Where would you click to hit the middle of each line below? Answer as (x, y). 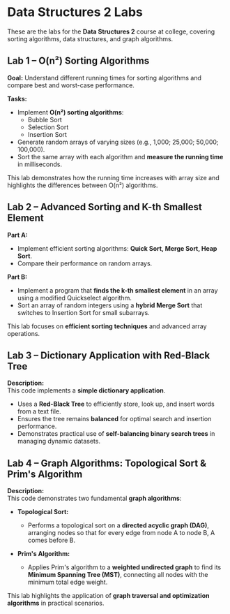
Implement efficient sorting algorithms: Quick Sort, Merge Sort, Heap (117, 248)
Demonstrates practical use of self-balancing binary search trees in (116, 434)
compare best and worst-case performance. (71, 85)
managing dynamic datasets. (59, 441)
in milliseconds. (40, 164)
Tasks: (17, 98)
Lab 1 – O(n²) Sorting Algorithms (78, 61)
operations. (24, 333)
